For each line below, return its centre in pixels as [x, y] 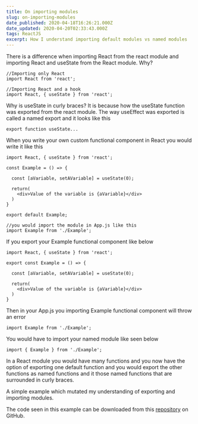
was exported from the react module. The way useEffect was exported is [95, 112]
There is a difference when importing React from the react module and [92, 56]
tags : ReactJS [24, 34]
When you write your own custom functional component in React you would [99, 140]
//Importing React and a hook [44, 89]
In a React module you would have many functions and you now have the [96, 361]
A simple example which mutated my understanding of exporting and [91, 391]
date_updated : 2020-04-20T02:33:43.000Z [57, 28]
